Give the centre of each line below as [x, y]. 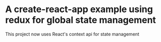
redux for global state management [81, 20]
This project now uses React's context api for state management [72, 34]
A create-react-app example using [79, 9]
